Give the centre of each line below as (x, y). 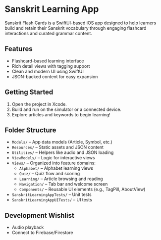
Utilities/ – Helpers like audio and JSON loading (63, 152)
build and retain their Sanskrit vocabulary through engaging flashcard (76, 28)
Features (19, 49)
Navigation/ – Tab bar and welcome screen (63, 184)
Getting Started (29, 92)
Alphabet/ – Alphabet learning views (56, 168)
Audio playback (28, 227)
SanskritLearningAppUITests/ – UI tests (52, 200)
